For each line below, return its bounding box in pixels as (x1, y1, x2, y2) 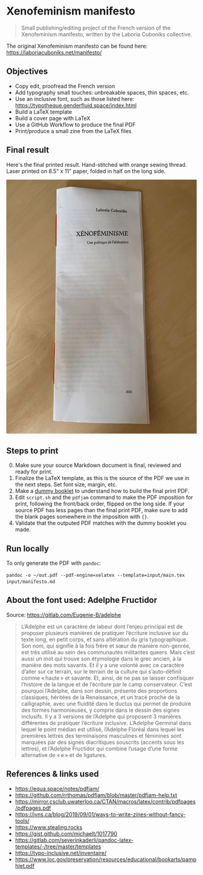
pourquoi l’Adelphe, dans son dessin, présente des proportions (21, 687, 178, 694)
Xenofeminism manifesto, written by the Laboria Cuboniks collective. (21, 30, 192, 37)
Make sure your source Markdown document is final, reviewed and (14, 461, 181, 469)
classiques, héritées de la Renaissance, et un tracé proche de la (21, 694, 180, 701)
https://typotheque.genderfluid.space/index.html (14, 102, 137, 109)
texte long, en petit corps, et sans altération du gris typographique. (21, 636, 188, 643)
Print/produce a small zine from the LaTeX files (14, 127, 132, 134)
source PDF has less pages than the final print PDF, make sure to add (14, 507, 188, 514)
